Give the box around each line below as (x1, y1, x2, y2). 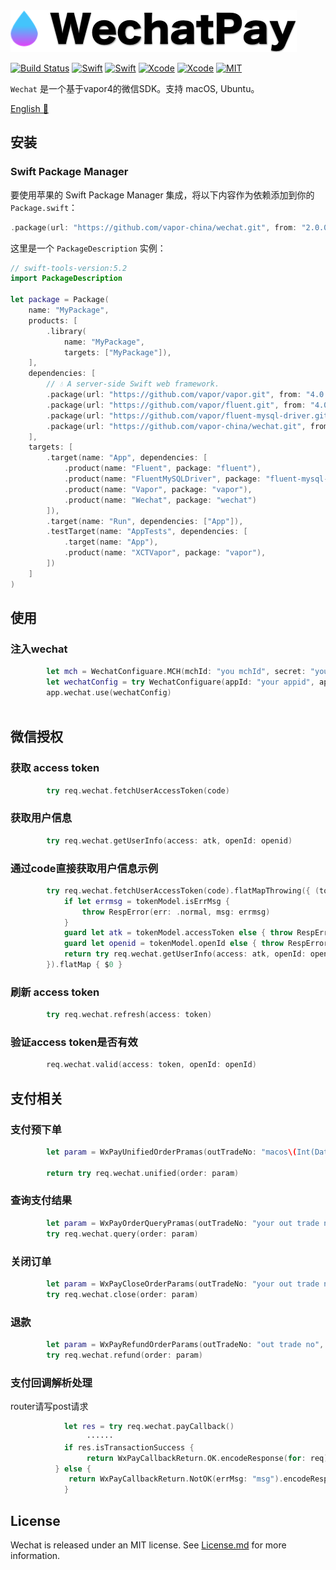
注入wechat (10, 642, 68, 656)
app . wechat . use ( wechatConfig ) (46, 688, 172, 698)
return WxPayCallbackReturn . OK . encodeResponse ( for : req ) (86, 1453, 329, 1463)
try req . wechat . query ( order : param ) (46, 1229, 199, 1239)
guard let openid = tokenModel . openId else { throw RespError (63, 939, 329, 949)
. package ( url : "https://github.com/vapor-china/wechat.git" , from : (10, 222, 298, 233)
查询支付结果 (10, 1194, 73, 1208)
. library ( (46, 326, 87, 336)
